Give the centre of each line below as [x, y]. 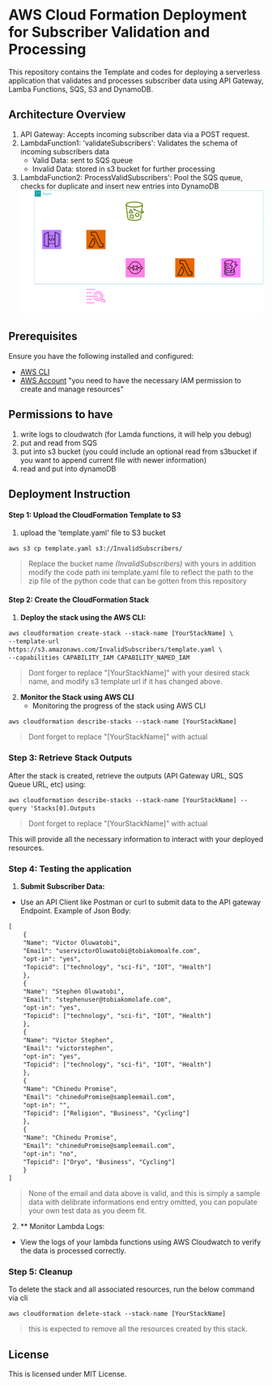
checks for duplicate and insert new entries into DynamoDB [119, 186]
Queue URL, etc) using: [47, 784]
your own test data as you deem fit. [87, 1210]
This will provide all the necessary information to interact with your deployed [136, 839]
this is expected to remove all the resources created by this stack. [138, 1329]
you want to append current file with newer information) [113, 460]
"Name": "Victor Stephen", [68, 1041]
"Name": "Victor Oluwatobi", [72, 943]
